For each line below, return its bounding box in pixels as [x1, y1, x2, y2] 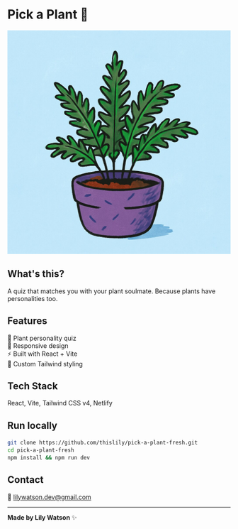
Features [7, 315, 47, 327]
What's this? [7, 268, 65, 280]
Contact [7, 474, 44, 486]
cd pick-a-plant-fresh [7, 447, 74, 454]
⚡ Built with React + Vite [7, 349, 78, 358]
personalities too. [7, 294, 58, 302]
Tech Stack [7, 380, 58, 392]
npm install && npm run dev [7, 454, 91, 461]
